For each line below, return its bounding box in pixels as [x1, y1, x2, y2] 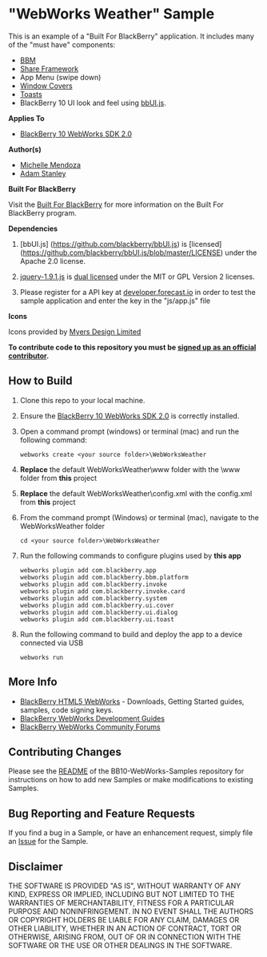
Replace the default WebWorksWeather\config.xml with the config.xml [19, 488, 253, 498]
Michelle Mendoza [19, 159, 82, 169]
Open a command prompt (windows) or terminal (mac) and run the [19, 426, 240, 436]
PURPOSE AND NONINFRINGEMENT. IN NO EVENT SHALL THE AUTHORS [8, 907, 254, 916]
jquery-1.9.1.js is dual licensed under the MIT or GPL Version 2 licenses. [19, 272, 255, 281]
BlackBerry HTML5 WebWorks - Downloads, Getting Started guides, [19, 697, 245, 706]
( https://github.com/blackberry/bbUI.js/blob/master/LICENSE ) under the [19, 248, 257, 257]
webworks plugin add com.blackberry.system [19, 594, 168, 602]
